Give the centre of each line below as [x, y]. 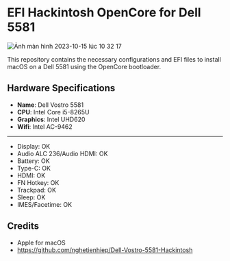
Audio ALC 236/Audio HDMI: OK [62, 153]
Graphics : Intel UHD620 [51, 119]
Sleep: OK [31, 197]
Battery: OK [33, 161]
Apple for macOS [41, 243]
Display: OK [34, 146]
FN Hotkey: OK [38, 182]
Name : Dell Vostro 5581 [50, 105]
